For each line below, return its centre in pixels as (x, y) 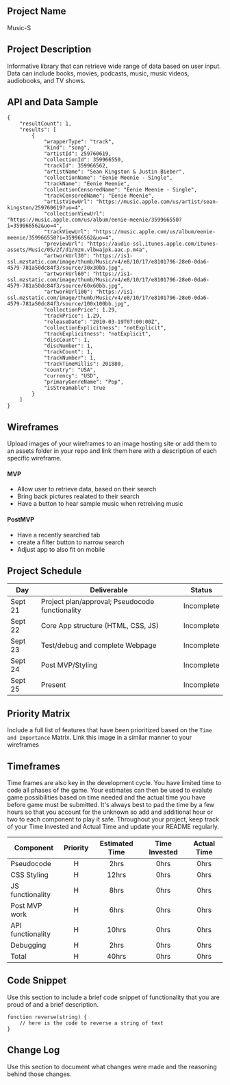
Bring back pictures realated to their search (78, 496)
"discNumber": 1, (68, 346)
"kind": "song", (67, 148)
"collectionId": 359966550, (84, 160)
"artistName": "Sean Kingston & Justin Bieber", (114, 172)
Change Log (34, 1050)
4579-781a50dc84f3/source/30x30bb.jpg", (66, 268)
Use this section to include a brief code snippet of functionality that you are (114, 997)
